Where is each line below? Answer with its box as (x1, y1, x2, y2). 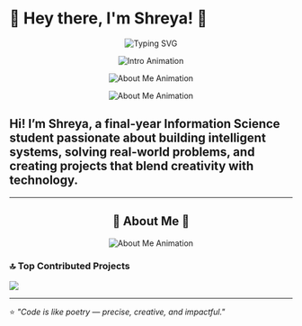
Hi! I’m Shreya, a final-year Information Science (9, 116, 280, 131)
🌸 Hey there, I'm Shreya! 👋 (9, 8, 209, 29)
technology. (9, 173, 79, 188)
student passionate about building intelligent (9, 131, 267, 146)
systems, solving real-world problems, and (9, 144, 255, 160)
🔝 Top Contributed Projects (9, 260, 130, 273)
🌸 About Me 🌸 (111, 213, 191, 229)
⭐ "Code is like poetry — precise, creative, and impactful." (9, 306, 226, 317)
